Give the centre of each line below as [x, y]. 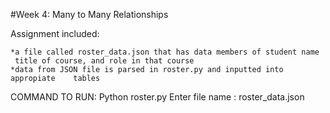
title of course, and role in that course [104, 61]
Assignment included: [55, 33]
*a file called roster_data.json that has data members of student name [165, 52]
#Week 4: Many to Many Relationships [89, 14]
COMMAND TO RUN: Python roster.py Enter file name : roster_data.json [157, 97]
